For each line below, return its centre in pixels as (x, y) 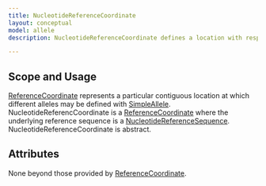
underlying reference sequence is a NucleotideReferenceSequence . (119, 121)
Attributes (34, 154)
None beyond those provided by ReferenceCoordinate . (97, 173)
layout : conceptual (40, 23)
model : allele (32, 30)
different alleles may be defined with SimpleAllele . (89, 104)
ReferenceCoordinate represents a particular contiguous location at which (129, 96)
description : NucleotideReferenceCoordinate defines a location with (125, 38)
